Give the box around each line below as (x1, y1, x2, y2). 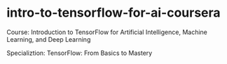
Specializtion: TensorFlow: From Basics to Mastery (6, 49, 153, 57)
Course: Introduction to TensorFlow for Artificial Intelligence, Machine (6, 28, 207, 36)
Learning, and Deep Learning (6, 35, 91, 43)
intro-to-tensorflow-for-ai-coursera (6, 5, 221, 21)
